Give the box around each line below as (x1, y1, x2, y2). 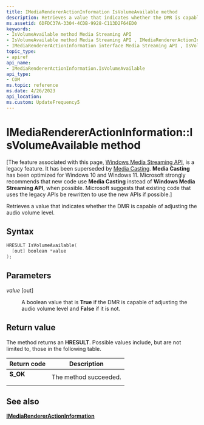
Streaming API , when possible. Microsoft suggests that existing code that (6, 184, 191, 191)
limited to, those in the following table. (6, 345, 102, 352)
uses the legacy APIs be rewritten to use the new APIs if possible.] (6, 191, 172, 198)
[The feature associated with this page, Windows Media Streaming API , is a (6, 158, 195, 166)
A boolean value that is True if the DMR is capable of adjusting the (21, 298, 188, 305)
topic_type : (6, 49, 36, 55)
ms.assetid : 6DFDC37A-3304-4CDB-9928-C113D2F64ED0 (6, 20, 137, 26)
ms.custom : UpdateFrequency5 (6, 99, 80, 105)
